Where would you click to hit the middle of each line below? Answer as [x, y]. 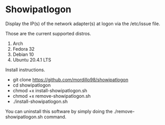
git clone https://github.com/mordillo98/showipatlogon [70, 79]
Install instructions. [25, 70]
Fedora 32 [24, 49]
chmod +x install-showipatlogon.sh [50, 90]
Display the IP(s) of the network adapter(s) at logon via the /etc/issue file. [83, 24]
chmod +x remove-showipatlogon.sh [52, 96]
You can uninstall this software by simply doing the [59, 111]
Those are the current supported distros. [48, 33]
